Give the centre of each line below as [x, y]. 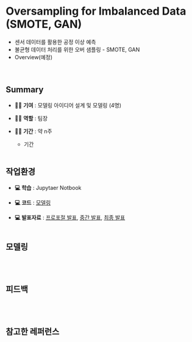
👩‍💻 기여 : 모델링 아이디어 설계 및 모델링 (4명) [68, 105]
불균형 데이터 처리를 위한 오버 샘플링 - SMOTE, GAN [77, 49]
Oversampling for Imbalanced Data [96, 11]
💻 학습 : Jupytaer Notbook [48, 187]
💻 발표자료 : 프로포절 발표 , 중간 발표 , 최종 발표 [70, 217]
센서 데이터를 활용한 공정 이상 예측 [55, 42]
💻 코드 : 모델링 [33, 202]
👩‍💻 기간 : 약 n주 [33, 131]
